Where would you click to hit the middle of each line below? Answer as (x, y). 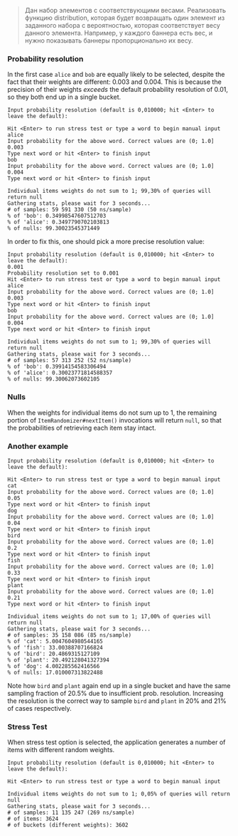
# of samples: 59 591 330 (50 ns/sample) (70, 210)
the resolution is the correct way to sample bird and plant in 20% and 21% (117, 701)
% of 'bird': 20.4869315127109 (54, 654)
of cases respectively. (40, 708)
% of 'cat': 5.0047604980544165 (55, 641)
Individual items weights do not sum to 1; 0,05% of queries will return (119, 794)
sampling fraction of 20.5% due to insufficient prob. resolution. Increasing (115, 693)
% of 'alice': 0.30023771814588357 (60, 373)
